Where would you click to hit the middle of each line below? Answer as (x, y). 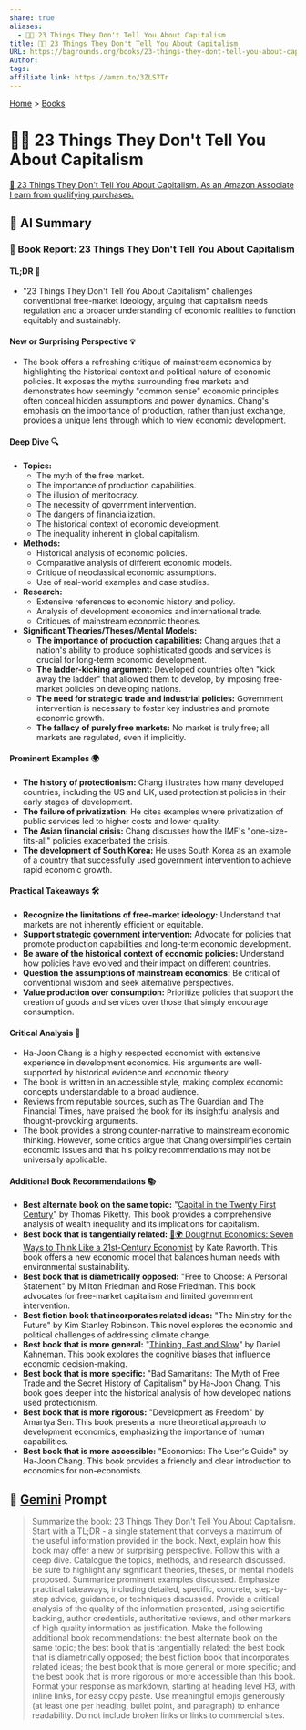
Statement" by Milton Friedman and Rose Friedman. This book (139, 1286)
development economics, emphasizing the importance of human (144, 1432)
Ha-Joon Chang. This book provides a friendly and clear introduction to (157, 1461)
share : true (32, 18)
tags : (20, 69)
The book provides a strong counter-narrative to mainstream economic (156, 1131)
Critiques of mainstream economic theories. (119, 621)
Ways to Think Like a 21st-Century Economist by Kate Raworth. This (150, 1248)
